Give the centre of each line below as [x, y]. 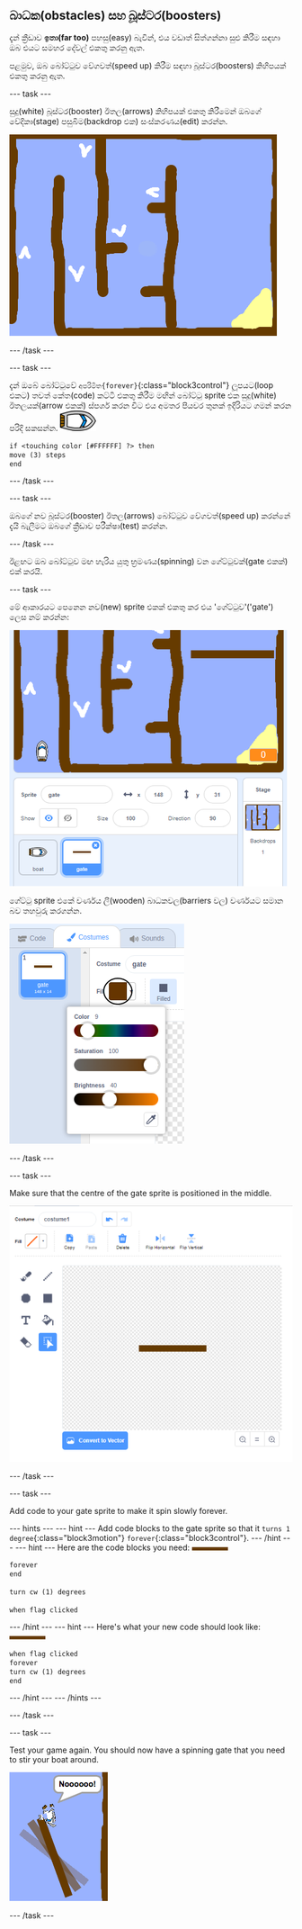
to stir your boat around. [54, 1760]
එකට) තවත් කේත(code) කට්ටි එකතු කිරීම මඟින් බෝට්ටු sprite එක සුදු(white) [143, 395]
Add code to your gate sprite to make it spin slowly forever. [119, 1511]
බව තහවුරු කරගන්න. [46, 910]
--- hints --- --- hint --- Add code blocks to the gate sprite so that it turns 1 [150, 1528]
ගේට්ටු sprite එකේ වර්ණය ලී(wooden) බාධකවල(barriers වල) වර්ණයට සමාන [147, 900]
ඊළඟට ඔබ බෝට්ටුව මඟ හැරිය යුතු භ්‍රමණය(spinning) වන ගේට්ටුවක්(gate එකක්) [149, 561]
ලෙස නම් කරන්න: [40, 617]
